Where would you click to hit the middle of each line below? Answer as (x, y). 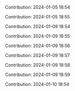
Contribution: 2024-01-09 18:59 (38, 75)
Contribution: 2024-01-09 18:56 (38, 46)
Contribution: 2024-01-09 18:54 (38, 26)
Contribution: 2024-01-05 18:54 (38, 7)
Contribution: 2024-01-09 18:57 (37, 55)
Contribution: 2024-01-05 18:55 (37, 17)
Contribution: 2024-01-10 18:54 (37, 84)
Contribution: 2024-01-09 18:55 (38, 36)
